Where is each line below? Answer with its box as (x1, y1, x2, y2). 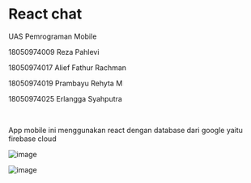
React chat (8, 5, 83, 23)
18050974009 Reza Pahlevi (8, 47, 100, 56)
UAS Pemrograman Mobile (8, 31, 97, 41)
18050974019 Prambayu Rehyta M (8, 78, 123, 88)
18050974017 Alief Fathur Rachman (8, 62, 127, 73)
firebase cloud (8, 134, 57, 143)
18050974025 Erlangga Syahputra (8, 94, 123, 103)
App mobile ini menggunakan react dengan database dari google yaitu (8, 125, 243, 135)
